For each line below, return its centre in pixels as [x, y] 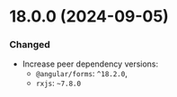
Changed [30, 45]
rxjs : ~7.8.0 [58, 84]
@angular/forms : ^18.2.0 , [81, 74]
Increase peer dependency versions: [90, 64]
